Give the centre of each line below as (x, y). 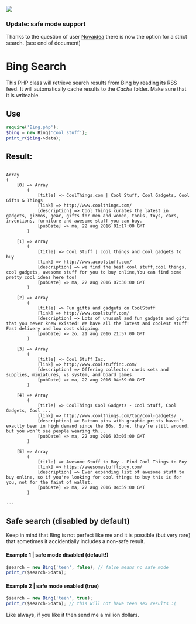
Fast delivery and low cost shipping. (53, 329)
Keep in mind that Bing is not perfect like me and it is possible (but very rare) (98, 535)
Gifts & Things (25, 201)
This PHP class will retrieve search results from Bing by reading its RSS (92, 83)
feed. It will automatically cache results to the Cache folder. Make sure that (96, 89)
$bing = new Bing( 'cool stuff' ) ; (47, 132)
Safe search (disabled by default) (68, 521)
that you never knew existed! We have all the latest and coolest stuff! (98, 324)
